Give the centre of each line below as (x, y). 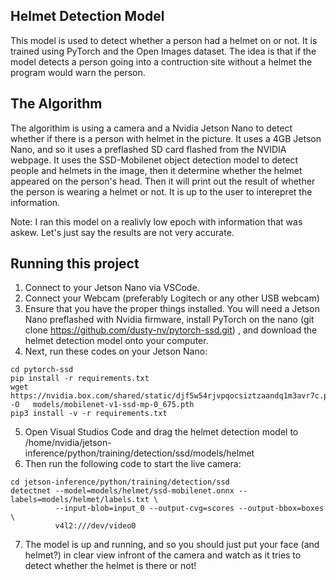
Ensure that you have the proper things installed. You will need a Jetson (172, 309)
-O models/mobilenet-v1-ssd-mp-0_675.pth (102, 405)
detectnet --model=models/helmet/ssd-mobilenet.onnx (122, 491)
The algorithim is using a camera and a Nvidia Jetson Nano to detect (151, 128)
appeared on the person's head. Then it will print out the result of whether (163, 181)
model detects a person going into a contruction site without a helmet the (161, 61)
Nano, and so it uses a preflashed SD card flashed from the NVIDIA (148, 149)
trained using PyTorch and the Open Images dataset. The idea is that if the (163, 51)
